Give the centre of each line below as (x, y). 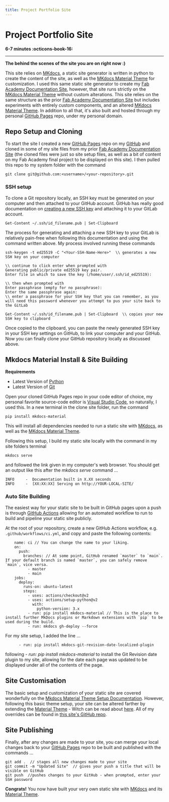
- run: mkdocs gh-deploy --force (63, 626)
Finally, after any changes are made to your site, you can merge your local (82, 742)
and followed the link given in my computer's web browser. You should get (82, 465)
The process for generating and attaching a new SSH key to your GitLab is (82, 233)
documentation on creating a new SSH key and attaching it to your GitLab (81, 208)
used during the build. (30, 622)
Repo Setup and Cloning (44, 131)
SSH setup (18, 187)
